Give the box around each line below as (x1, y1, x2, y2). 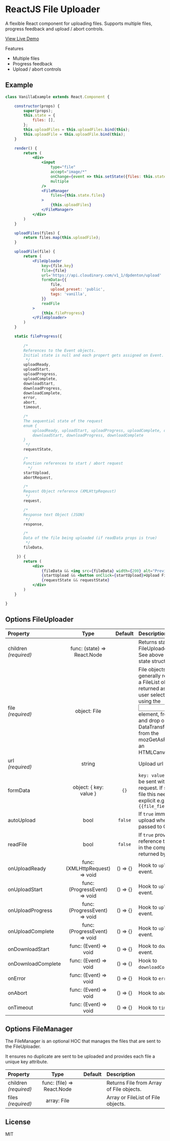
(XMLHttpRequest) (65, 865, 111, 872)
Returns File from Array (106, 1080, 162, 1087)
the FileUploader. (5, 1043, 41, 1050)
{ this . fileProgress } (41, 310, 85, 315)
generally (138, 672, 161, 679)
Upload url (138, 760, 163, 768)
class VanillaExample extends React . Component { (5, 94, 110, 100)
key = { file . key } (41, 263, 73, 268)
